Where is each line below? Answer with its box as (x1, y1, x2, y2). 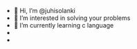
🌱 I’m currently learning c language (13, 21, 114, 29)
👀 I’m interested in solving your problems (13, 14, 131, 22)
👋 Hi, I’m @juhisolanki (13, 7, 76, 14)
